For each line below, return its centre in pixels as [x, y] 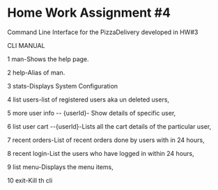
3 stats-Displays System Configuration [63, 86]
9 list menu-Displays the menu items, [60, 167]
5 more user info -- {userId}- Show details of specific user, [92, 113]
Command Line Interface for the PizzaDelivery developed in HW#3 [103, 32]
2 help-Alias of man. [36, 72]
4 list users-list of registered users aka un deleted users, [88, 100]
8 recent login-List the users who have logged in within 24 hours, [101, 153]
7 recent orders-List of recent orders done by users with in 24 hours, [106, 140]
